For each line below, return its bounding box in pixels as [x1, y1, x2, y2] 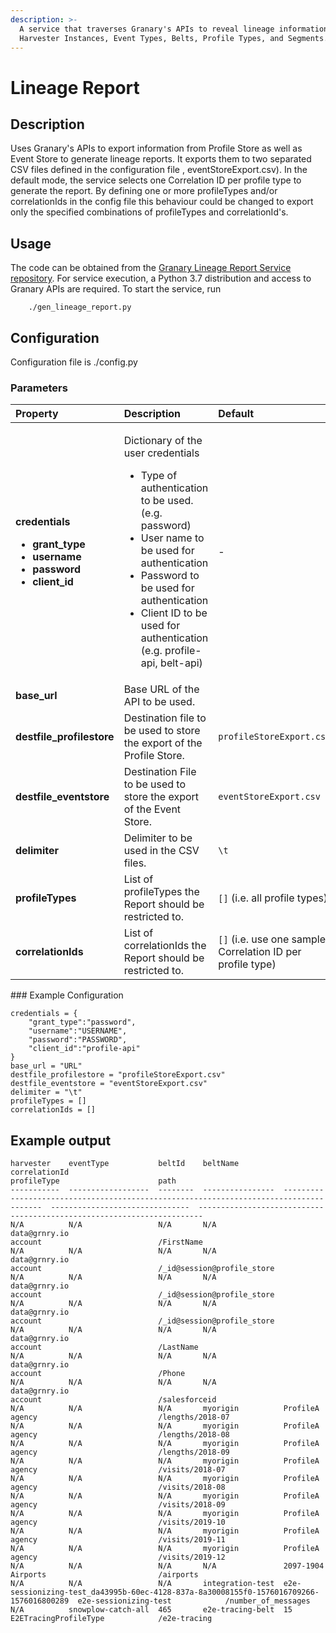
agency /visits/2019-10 [10, 1517, 226, 1528]
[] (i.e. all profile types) [218, 891, 328, 905]
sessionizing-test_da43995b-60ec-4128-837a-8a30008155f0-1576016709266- [10, 1587, 320, 1598]
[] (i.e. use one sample [218, 932, 326, 946]
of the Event [123, 802, 182, 816]
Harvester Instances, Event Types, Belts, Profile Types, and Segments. [19, 33, 329, 43]
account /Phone [10, 1369, 186, 1379]
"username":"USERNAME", [28, 1026, 128, 1036]
